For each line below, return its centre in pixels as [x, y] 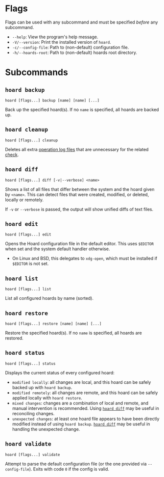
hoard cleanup [26, 130]
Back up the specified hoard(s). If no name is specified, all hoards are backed [82, 109]
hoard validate [28, 444]
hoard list [22, 278]
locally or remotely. [24, 200]
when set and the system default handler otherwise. [58, 249]
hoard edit [22, 224]
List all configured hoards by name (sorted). [49, 298]
